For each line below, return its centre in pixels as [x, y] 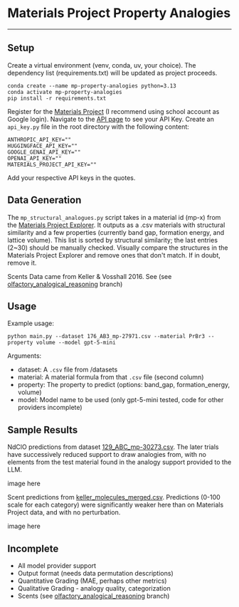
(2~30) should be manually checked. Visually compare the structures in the [118, 248]
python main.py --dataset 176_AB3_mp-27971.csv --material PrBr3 [106, 337]
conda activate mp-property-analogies [65, 92]
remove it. [22, 263]
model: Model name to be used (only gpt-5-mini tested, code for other [121, 400]
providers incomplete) [50, 408]
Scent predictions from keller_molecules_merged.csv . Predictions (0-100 [114, 497]
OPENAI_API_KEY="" [34, 158]
